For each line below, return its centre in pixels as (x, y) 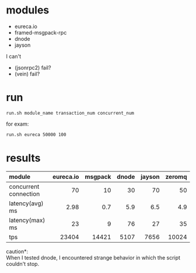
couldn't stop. (23, 264)
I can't (14, 56)
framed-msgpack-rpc (41, 32)
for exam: (17, 124)
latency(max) (27, 220)
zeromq (176, 177)
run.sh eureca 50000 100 (36, 134)
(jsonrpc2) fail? (33, 67)
